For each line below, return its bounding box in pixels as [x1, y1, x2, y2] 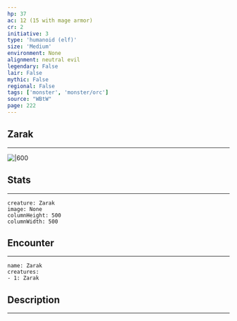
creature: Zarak [7, 199, 55, 207]
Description [7, 293, 60, 305]
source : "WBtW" [7, 96, 52, 103]
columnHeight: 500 [7, 212, 61, 219]
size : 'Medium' [7, 43, 52, 50]
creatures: [7, 269, 39, 276]
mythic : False [7, 75, 49, 83]
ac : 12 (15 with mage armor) [7, 17, 93, 24]
